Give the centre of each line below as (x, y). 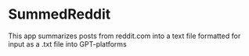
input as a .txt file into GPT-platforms (67, 44)
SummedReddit (60, 14)
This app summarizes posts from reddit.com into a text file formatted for (125, 36)
